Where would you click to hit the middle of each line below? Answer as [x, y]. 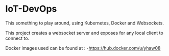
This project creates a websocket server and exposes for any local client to [84, 33]
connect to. [17, 38]
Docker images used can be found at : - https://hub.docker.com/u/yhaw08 [83, 48]
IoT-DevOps [31, 9]
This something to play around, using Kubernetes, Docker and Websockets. [85, 23]
